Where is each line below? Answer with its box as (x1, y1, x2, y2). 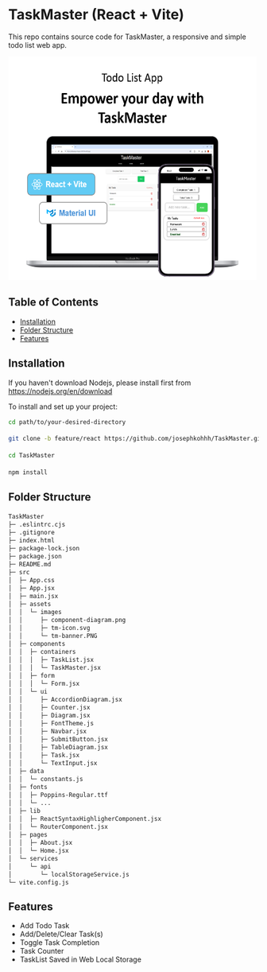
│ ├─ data (8, 767, 44, 775)
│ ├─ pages (8, 830, 48, 838)
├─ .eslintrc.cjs (8, 520, 66, 528)
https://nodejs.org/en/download (8, 386, 113, 395)
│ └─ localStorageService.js (8, 870, 130, 878)
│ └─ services (8, 854, 59, 862)
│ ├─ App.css (8, 576, 56, 584)
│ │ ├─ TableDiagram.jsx (8, 743, 109, 751)
